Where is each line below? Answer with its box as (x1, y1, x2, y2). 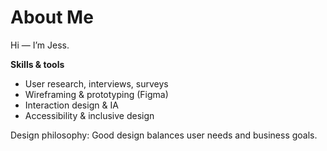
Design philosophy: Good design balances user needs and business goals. (10, 129, 318, 141)
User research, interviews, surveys (24, 77, 169, 90)
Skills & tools (10, 58, 65, 70)
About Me (10, 6, 94, 29)
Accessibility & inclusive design (24, 109, 155, 121)
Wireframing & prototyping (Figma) (24, 88, 169, 100)
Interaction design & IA (24, 99, 119, 111)
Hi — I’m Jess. (10, 39, 70, 51)
